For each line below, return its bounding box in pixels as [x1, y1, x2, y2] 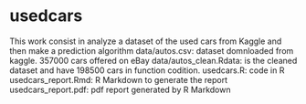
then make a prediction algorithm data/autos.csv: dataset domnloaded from [9, 45, 294, 56]
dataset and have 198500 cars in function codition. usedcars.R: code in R [9, 65, 285, 76]
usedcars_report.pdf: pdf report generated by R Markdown [9, 84, 231, 95]
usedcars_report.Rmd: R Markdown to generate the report [9, 74, 228, 85]
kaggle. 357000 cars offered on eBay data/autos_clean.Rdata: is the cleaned [9, 55, 298, 66]
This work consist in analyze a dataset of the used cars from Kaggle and [9, 36, 282, 47]
